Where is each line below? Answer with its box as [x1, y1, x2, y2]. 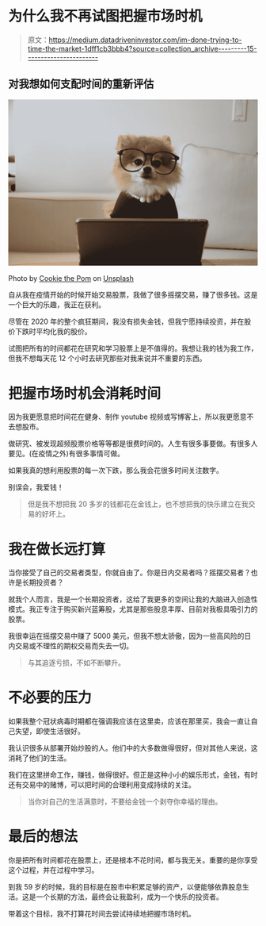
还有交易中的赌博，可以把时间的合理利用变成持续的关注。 [8, 780, 196, 790]
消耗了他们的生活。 [8, 753, 71, 763]
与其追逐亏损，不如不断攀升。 [27, 658, 125, 667]
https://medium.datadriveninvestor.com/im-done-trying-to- [48, 35, 243, 44]
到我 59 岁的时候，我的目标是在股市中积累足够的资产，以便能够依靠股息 [8, 882, 243, 892]
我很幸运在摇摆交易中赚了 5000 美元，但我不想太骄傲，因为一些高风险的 [8, 632, 245, 641]
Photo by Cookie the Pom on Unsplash [8, 274, 135, 283]
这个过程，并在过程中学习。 [8, 866, 99, 875]
